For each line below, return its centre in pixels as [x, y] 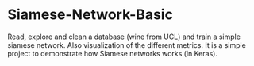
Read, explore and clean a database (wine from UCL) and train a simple [124, 37]
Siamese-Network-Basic [90, 15]
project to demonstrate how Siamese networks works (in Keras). [112, 53]
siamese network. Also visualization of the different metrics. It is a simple [127, 45]
